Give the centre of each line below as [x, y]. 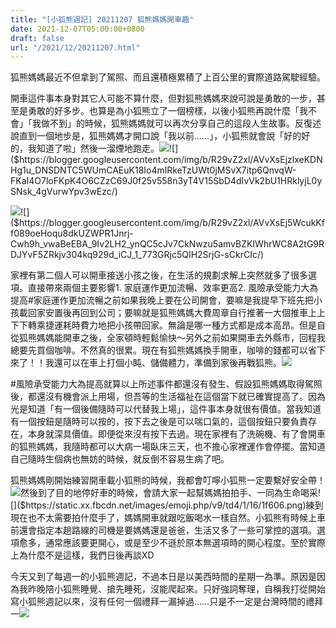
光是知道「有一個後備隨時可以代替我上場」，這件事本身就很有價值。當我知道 [166, 409]
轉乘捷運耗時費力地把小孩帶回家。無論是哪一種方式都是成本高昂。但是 [172, 325]
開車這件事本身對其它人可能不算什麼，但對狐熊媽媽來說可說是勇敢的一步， [163, 98]
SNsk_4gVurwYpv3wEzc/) [64, 192]
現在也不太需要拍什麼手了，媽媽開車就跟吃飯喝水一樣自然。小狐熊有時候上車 [168, 518]
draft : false [37, 38]
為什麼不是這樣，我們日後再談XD [86, 555]
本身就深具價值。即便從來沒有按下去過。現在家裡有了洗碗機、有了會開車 [176, 434]
